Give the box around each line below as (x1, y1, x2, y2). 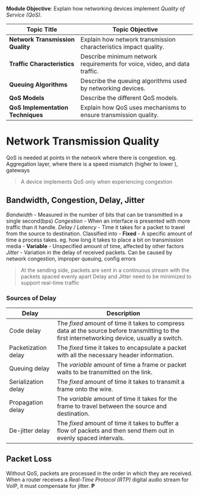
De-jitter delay (9, 426, 50, 435)
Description (106, 309, 140, 317)
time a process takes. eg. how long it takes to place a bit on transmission (6, 236, 184, 243)
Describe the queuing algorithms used (80, 77, 187, 85)
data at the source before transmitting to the (57, 327, 179, 335)
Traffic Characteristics (9, 60, 75, 67)
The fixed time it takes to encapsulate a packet (57, 343, 187, 352)
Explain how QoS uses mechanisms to (80, 104, 187, 111)
